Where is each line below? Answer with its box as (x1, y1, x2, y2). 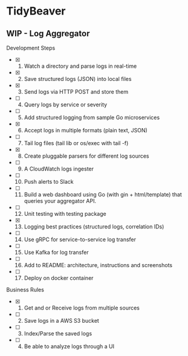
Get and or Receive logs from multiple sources (24, 304, 140, 311)
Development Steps (6, 44, 56, 51)
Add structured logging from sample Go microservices (24, 114, 160, 121)
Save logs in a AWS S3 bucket (24, 317, 100, 324)
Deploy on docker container (24, 274, 94, 282)
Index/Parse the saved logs (24, 330, 92, 337)
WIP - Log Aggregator (6, 28, 90, 39)
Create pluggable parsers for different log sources (24, 152, 149, 160)
